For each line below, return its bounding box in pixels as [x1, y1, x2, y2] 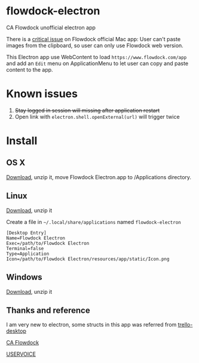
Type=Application [6, 251, 50, 257]
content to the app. [6, 66, 53, 73]
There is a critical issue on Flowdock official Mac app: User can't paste [6, 35, 181, 42]
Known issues [6, 87, 78, 101]
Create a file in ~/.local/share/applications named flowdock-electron [6, 218, 181, 225]
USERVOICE [6, 350, 36, 358]
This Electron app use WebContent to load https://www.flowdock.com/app [6, 53, 187, 60]
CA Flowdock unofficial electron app [6, 24, 96, 31]
